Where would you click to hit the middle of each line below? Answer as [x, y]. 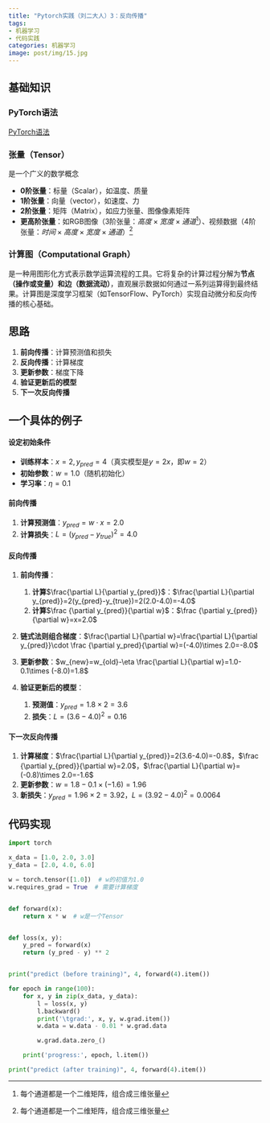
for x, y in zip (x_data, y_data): [80, 996]
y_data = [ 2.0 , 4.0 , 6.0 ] [51, 866]
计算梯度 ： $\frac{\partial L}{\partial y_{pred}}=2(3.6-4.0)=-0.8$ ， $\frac [139, 756]
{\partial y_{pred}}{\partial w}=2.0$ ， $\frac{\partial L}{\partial [123, 766]
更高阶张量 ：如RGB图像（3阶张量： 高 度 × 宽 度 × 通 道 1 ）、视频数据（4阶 [138, 220]
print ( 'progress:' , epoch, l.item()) [86, 1055]
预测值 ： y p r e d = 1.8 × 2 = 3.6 [80, 706]
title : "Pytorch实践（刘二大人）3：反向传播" [78, 16]
